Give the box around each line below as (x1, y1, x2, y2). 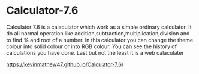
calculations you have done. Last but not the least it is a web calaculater (6, 49, 184, 56)
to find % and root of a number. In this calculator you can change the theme (6, 36, 194, 43)
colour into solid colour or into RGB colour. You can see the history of (6, 43, 177, 50)
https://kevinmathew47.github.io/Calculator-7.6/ (6, 61, 124, 68)
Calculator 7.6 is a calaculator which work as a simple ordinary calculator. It (6, 23, 192, 31)
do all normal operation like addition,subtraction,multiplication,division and (6, 29, 190, 37)
